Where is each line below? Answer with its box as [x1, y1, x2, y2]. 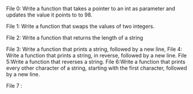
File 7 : [6, 82, 22, 89]
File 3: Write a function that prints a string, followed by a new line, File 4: [6, 46, 182, 53]
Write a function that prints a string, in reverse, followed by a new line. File [6, 52, 187, 59]
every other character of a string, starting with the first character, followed [6, 64, 188, 72]
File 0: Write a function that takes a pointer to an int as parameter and [6, 5, 176, 12]
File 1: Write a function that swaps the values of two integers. [6, 23, 155, 30]
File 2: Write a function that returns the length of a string [6, 34, 143, 41]
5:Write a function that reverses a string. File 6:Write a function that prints [6, 59, 185, 65]
